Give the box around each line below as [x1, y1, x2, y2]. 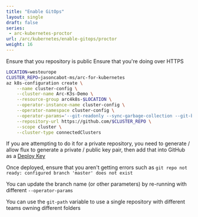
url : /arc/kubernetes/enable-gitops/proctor [6, 36, 117, 42]
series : [6, 25, 25, 31]
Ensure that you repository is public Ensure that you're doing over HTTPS [6, 57, 184, 65]
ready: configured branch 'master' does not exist [6, 170, 133, 176]
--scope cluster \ [16, 124, 62, 130]
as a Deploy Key [6, 153, 45, 160]
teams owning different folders [6, 205, 81, 212]
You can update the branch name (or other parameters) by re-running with [6, 180, 187, 188]
